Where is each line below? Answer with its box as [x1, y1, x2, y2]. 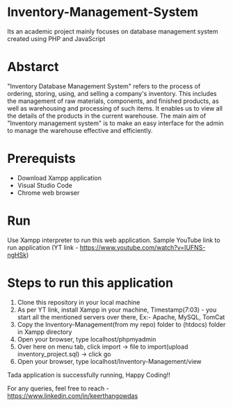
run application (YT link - [7, 243, 79, 251]
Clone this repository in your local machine [17, 298, 140, 306]
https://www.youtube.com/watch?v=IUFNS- [79, 243, 206, 251]
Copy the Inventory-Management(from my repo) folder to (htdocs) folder [17, 320, 226, 328]
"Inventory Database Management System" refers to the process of [7, 81, 201, 90]
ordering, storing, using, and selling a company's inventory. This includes [7, 89, 217, 97]
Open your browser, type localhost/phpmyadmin [17, 335, 156, 343]
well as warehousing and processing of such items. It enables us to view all [7, 104, 223, 112]
